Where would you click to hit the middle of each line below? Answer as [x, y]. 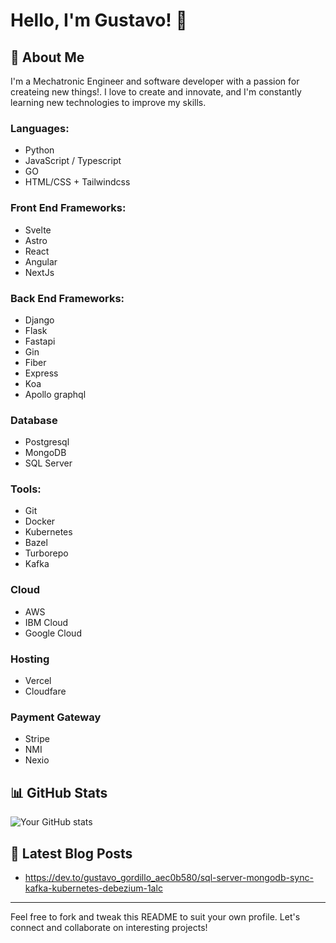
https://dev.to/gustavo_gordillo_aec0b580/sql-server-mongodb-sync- [169, 877]
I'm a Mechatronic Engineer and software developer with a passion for [155, 81]
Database [34, 420]
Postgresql [47, 442]
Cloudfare [45, 691]
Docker [40, 521]
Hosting [30, 659]
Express [41, 373]
